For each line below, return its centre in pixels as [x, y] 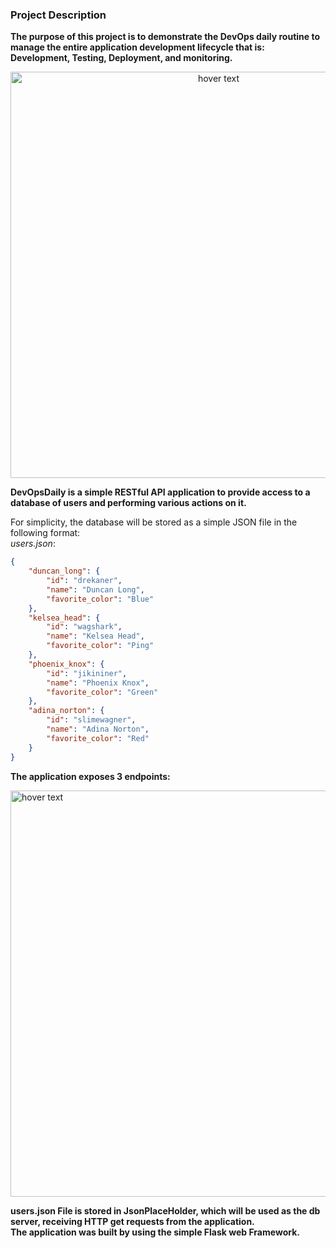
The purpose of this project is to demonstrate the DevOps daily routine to [165, 37]
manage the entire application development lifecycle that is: [137, 47]
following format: [45, 533]
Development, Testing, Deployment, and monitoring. [121, 58]
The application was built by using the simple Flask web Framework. [155, 1232]
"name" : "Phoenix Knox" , [98, 683]
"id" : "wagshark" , [84, 627]
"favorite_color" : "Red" [98, 738]
